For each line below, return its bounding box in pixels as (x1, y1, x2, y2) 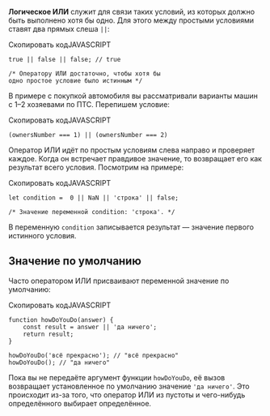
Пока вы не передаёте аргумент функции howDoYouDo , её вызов (8, 372, 226, 382)
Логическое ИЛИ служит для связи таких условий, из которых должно (8, 7, 255, 16)
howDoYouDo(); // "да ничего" (8, 358, 111, 367)
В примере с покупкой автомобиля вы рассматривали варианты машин (8, 91, 259, 101)
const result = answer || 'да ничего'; (23, 323, 158, 331)
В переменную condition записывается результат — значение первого (8, 222, 255, 232)
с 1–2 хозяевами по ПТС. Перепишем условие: (8, 100, 170, 109)
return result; (23, 330, 74, 338)
